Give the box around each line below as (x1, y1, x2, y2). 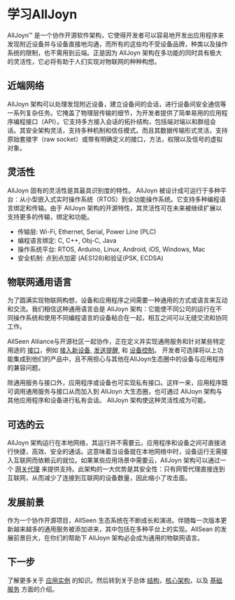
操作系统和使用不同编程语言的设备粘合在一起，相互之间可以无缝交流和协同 (13, 314, 228, 322)
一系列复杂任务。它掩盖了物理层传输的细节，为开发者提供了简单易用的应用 (7, 108, 222, 116)
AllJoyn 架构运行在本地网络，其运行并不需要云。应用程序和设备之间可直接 (7, 439, 220, 447)
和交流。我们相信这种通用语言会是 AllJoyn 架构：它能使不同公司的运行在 (7, 305, 216, 313)
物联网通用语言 (7, 276, 72, 288)
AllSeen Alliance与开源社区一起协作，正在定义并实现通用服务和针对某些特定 (7, 338, 226, 346)
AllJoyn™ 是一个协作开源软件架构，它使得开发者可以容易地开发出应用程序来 (7, 31, 225, 39)
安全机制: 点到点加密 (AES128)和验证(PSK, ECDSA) (17, 253, 164, 262)
